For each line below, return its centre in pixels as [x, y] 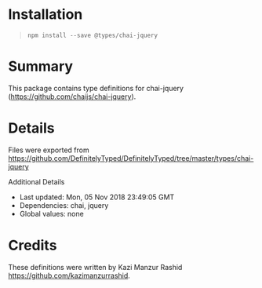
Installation [45, 15]
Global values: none [51, 213]
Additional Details [36, 181]
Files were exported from [49, 150]
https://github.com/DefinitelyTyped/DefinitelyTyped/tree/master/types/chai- [131, 158]
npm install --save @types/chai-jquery [93, 35]
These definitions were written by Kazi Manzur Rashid [95, 267]
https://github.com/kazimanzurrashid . [69, 275]
